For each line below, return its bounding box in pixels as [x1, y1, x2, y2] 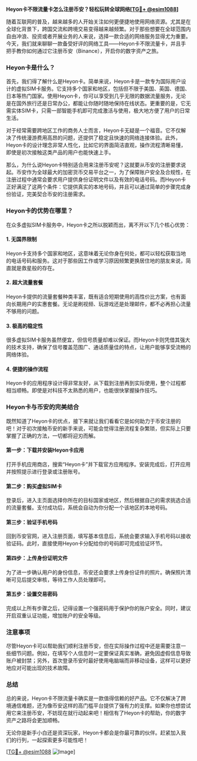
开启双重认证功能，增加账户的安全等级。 [6, 612, 104, 619]
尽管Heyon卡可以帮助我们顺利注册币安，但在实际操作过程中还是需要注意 [6, 643, 181, 650]
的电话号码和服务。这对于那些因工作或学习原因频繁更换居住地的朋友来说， [6, 257, 186, 264]
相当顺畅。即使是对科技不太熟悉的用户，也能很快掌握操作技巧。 [6, 387, 160, 394]
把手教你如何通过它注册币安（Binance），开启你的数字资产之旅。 [6, 47, 162, 54]
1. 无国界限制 [6, 236, 37, 243]
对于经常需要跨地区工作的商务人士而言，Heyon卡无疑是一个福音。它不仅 [6, 127, 181, 134]
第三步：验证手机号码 [6, 518, 57, 525]
